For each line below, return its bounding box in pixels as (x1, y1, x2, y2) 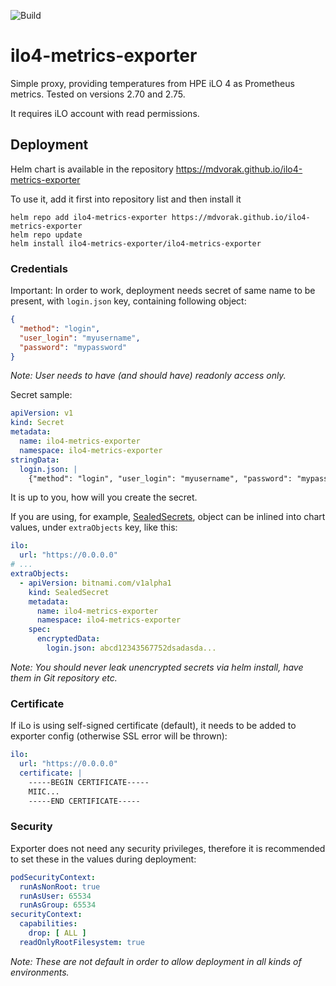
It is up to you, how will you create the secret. (10, 491, 198, 504)
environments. (10, 966, 70, 978)
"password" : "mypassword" (19, 342, 128, 352)
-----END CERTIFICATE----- (28, 796, 141, 806)
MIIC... (28, 786, 60, 797)
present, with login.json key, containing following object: (10, 295, 247, 307)
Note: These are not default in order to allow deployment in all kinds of (10, 955, 302, 967)
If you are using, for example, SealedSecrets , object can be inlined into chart (10, 511, 326, 523)
